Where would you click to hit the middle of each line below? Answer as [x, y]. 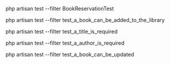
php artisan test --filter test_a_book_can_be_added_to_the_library [85, 20]
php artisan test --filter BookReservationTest [60, 9]
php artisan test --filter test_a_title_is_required [62, 31]
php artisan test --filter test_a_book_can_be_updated [70, 55]
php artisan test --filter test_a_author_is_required [65, 43]
